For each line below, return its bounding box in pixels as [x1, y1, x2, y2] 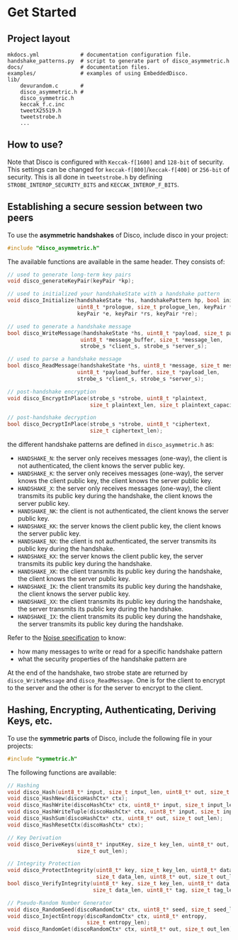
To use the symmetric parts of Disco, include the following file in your [7, 734, 212, 742]
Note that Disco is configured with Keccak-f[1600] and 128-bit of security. [7, 157, 225, 166]
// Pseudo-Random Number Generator [7, 899, 113, 907]
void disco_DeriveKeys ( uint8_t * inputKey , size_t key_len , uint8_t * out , [7, 841, 230, 848]
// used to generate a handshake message [7, 323, 132, 330]
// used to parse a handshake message [7, 355, 122, 363]
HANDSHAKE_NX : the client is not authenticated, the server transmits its [17, 537, 217, 545]
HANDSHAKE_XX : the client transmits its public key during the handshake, [17, 597, 223, 605]
